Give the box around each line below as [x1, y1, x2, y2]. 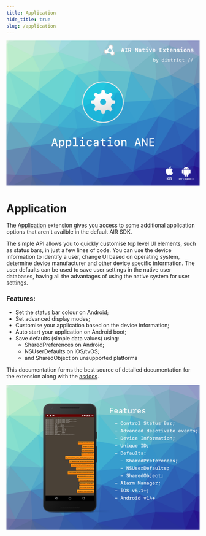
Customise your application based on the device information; [15, 321, 170, 329]
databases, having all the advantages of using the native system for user [6, 273, 190, 280]
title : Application [6, 10, 56, 16]
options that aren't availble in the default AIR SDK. [6, 228, 132, 235]
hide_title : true [6, 16, 51, 23]
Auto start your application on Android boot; [15, 328, 127, 335]
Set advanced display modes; [15, 315, 91, 322]
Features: [6, 294, 36, 303]
